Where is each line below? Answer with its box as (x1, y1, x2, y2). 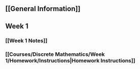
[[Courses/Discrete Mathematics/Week (5, 51, 105, 58)
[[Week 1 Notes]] (5, 37, 47, 44)
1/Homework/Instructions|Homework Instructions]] (5, 57, 136, 64)
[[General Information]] (5, 5, 80, 13)
